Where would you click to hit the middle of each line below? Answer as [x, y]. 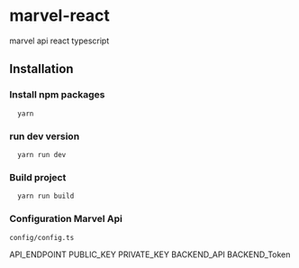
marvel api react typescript [59, 41]
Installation [41, 69]
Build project [38, 177]
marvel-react [59, 16]
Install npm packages [57, 95]
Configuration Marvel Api [66, 219]
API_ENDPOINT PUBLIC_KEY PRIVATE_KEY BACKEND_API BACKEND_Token [150, 254]
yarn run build [46, 196]
